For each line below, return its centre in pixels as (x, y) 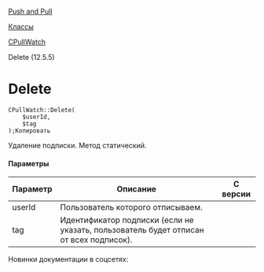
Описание (137, 189)
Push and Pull (30, 11)
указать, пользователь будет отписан (132, 230)
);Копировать (29, 130)
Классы (21, 26)
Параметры (29, 163)
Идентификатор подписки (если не (127, 220)
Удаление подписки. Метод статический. (77, 145)
